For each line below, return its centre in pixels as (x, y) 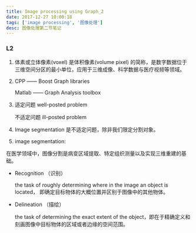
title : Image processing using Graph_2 (55, 11)
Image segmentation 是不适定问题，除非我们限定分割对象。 (87, 129)
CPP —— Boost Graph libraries (52, 81)
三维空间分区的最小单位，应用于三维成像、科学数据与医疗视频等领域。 (100, 69)
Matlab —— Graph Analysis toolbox (58, 92)
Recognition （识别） (40, 173)
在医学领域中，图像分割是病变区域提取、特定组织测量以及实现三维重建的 (94, 153)
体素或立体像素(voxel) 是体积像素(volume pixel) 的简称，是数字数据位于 (101, 62)
